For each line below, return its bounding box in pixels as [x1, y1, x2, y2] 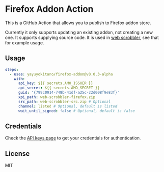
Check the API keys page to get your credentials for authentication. [5, 135, 141, 141]
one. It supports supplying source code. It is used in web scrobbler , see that [5, 34, 159, 40]
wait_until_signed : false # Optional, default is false [18, 108, 135, 113]
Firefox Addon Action [5, 3, 94, 15]
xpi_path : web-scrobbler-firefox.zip [18, 95, 96, 100]
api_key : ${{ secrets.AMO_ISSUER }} [18, 81, 93, 86]
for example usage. [5, 39, 44, 45]
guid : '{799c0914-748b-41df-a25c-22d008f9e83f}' [18, 90, 120, 95]
